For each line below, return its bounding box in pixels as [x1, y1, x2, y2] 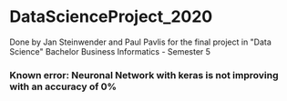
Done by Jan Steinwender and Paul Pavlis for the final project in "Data [9, 36, 272, 47]
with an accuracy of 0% [9, 80, 117, 93]
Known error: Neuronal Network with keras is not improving [9, 68, 280, 81]
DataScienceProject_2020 [9, 6, 213, 27]
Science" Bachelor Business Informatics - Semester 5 [9, 45, 211, 56]
